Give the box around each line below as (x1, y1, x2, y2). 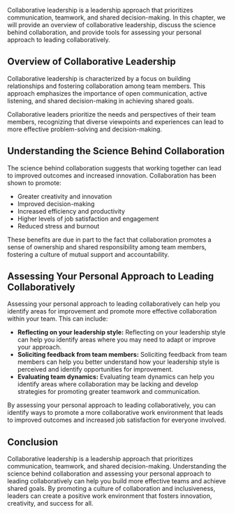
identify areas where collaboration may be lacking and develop (17, 380, 199, 388)
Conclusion (7, 436, 59, 448)
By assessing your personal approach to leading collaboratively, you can (7, 401, 217, 409)
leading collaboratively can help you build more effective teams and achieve (7, 477, 226, 485)
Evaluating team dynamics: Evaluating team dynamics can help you (17, 373, 214, 381)
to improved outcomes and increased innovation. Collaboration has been (7, 171, 217, 179)
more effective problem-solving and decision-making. (7, 125, 163, 133)
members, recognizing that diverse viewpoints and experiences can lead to (7, 117, 224, 126)
